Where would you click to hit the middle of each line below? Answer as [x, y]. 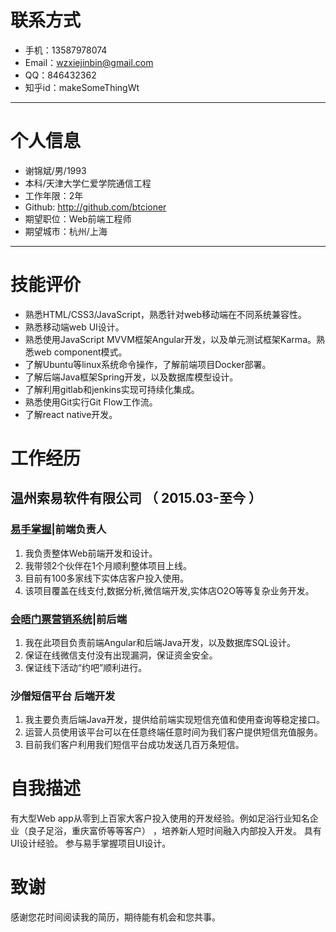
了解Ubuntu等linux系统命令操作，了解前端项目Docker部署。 [148, 364]
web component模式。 [80, 352]
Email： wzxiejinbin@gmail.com [89, 62]
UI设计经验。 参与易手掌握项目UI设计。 [91, 843]
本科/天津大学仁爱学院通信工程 [88, 183]
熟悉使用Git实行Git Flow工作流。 [91, 402]
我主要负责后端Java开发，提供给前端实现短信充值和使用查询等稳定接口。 [175, 720]
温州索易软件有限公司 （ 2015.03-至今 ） [136, 498]
